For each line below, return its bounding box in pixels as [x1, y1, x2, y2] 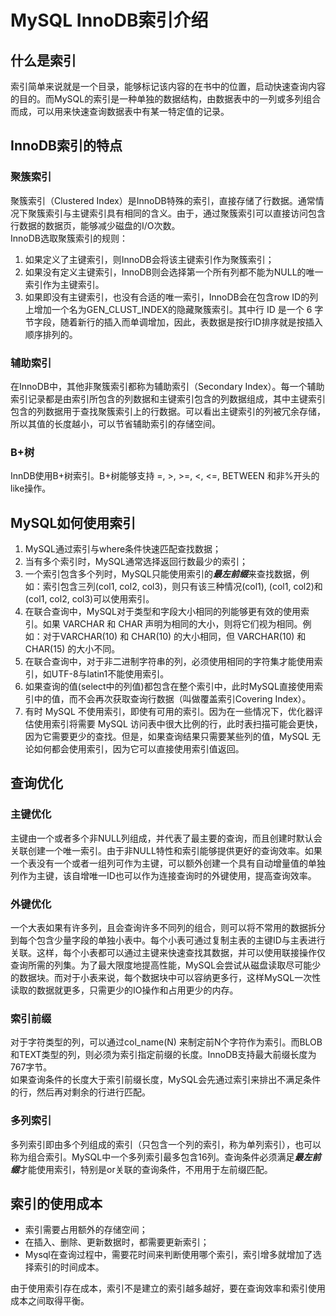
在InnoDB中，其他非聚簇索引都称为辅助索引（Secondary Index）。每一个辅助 [10, 380, 325, 392]
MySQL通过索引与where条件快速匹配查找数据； [24, 543, 222, 555]
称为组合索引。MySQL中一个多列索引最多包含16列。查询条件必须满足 [10, 1151, 295, 1163]
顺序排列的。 [24, 328, 78, 340]
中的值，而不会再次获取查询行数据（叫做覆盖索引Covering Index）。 [33, 693, 312, 705]
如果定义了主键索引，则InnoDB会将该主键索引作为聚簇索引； [24, 253, 275, 265]
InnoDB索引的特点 [10, 137, 123, 155]
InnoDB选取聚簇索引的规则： [10, 232, 128, 244]
